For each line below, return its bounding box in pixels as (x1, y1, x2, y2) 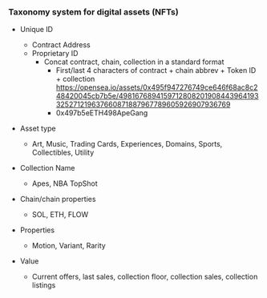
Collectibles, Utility (31, 147, 95, 158)
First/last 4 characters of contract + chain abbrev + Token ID (55, 66, 257, 75)
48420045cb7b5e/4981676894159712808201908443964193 (55, 91, 259, 101)
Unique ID (19, 25, 54, 34)
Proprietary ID (31, 49, 79, 58)
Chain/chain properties (19, 195, 96, 204)
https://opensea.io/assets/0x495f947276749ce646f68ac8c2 (55, 83, 258, 92)
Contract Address (31, 40, 91, 50)
